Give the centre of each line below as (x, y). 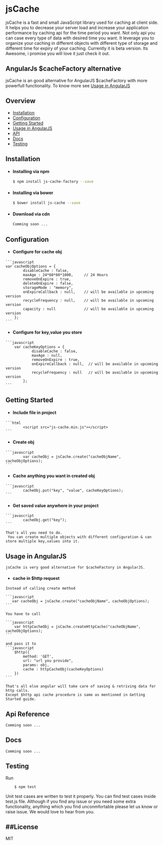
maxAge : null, (47, 355)
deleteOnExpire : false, (48, 283)
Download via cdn (31, 214)
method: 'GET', (38, 657)
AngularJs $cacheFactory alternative (63, 69)
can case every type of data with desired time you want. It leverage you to (80, 38)
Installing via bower (33, 193)
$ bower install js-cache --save (46, 203)
